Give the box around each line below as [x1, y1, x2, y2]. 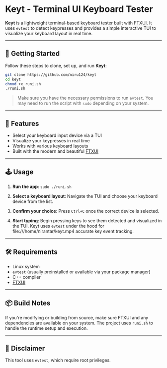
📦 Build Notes [5, 299, 51, 307]
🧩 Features [5, 119, 39, 127]
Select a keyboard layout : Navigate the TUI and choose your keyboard [12, 193, 158, 199]
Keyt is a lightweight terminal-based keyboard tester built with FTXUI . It [5, 20, 152, 26]
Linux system [12, 263, 40, 269]
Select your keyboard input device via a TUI [12, 132, 102, 138]
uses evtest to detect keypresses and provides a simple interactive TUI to [5, 25, 157, 31]
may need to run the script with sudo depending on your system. [17, 100, 149, 106]
